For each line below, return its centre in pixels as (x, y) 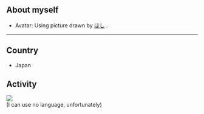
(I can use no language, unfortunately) (54, 105)
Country (22, 51)
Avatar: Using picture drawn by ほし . (61, 25)
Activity (22, 84)
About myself (32, 10)
